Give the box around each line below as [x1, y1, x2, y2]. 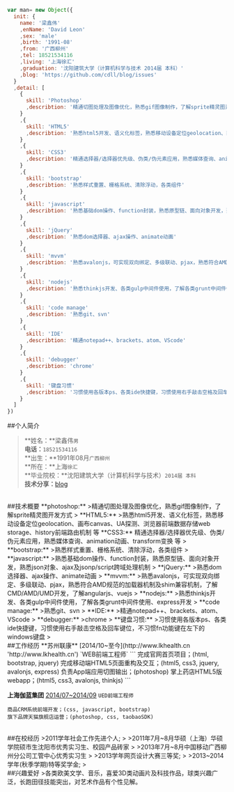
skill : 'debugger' [25, 356, 79, 364]
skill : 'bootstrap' [25, 175, 82, 182]
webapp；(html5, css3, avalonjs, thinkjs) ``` [7, 676, 131, 685]
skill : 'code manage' [25, 304, 89, 311]
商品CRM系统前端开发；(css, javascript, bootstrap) [7, 706, 151, 713]
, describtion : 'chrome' [25, 363, 95, 370]
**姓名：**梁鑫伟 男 [24, 436, 79, 445]
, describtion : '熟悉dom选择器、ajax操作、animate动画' [25, 233, 177, 240]
